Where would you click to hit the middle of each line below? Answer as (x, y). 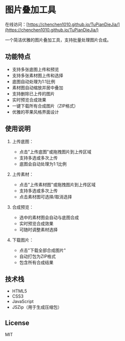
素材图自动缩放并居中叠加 (38, 88)
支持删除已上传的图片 (33, 93)
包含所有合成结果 (36, 262)
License (17, 323)
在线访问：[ (16, 24)
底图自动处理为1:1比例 (34, 81)
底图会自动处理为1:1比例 (43, 164)
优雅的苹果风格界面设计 (35, 112)
